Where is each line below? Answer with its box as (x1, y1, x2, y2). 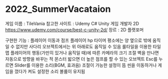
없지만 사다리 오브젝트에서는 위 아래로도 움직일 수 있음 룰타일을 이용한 (15, 43, 152, 49)
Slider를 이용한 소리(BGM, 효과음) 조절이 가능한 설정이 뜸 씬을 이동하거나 (14, 62, 157, 68)
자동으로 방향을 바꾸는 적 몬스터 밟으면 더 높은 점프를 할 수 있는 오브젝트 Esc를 (5, 56, 158, 62)
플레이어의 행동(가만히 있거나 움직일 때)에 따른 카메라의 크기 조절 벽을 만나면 (10, 50, 159, 56)
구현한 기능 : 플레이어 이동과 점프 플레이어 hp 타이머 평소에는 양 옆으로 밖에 (5, 37, 151, 43)
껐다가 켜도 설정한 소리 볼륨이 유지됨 (14, 68, 85, 74)
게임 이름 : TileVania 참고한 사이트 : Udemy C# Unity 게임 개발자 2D (5, 20, 139, 26)
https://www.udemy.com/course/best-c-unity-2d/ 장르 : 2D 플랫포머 (5, 26, 144, 33)
